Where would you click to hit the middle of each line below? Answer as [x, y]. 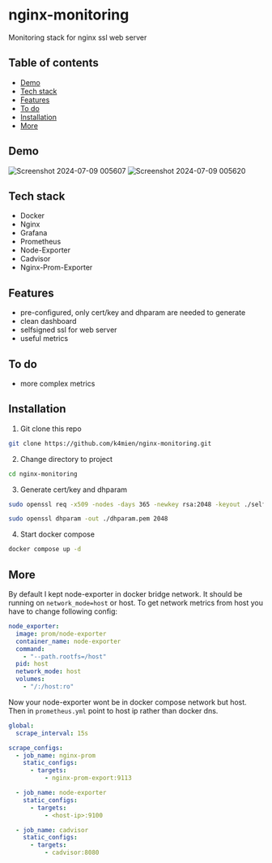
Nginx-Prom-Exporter [56, 268]
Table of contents [53, 63]
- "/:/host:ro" [49, 687]
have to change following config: [63, 611]
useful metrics [44, 339]
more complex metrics [57, 384]
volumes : [30, 680]
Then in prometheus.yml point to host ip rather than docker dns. [113, 710]
